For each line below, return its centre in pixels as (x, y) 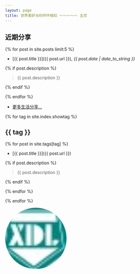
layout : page (18, 10)
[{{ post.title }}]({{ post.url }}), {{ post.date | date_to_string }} (73, 59)
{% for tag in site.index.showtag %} (41, 117)
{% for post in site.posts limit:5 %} (40, 50)
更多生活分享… (27, 107)
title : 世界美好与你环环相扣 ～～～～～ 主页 (46, 15)
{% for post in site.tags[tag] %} (37, 144)
